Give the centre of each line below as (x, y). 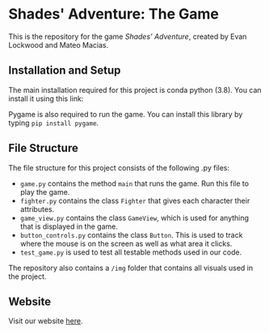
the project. (27, 276)
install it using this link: (46, 99)
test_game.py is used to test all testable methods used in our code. (131, 252)
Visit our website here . (46, 321)
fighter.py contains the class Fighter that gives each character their (135, 200)
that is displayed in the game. (69, 226)
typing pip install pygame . (54, 123)
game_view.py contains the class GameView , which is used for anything (134, 217)
